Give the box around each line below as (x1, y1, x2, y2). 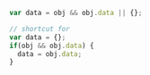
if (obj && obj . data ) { (9, 41, 94, 50)
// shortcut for (9, 24, 70, 33)
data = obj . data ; (17, 49, 83, 58)
